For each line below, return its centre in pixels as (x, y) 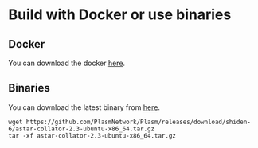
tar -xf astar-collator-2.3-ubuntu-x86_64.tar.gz (92, 136)
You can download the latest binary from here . (84, 107)
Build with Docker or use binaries (120, 15)
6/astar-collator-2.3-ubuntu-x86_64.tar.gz (82, 129)
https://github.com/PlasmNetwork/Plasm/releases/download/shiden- (138, 122)
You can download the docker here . (67, 63)
